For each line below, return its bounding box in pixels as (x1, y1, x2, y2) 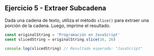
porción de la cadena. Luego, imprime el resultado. (5, 22, 111, 28)
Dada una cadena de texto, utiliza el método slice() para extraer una (5, 17, 149, 23)
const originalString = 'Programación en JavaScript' (5, 32, 121, 37)
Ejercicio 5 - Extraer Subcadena (5, 4, 107, 12)
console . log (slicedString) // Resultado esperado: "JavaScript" (5, 46, 143, 51)
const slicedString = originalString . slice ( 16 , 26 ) (5, 37, 116, 42)
